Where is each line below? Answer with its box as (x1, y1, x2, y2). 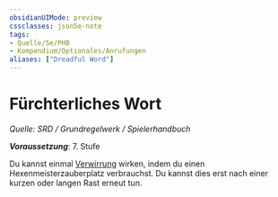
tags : (9, 30, 30, 39)
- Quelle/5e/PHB (9, 38, 70, 48)
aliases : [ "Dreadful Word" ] (9, 55, 115, 64)
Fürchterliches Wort (9, 94, 162, 114)
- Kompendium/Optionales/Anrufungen (9, 47, 146, 56)
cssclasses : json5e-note (9, 22, 102, 31)
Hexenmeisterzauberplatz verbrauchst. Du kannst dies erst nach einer (9, 167, 269, 178)
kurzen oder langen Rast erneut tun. (9, 177, 143, 188)
